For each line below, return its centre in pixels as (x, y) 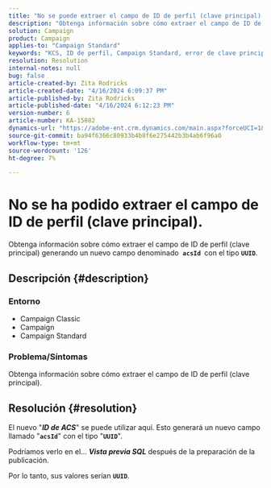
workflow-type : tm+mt (45, 143)
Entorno (24, 301)
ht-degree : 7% (32, 158)
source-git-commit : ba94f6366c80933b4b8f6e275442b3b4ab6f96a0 (115, 135)
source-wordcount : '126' (50, 151)
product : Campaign (39, 38)
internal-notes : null (45, 68)
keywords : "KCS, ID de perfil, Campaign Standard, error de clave (122, 53)
